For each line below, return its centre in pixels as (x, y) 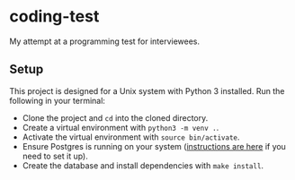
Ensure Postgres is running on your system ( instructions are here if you (154, 146)
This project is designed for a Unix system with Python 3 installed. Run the (147, 90)
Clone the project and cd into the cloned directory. (115, 117)
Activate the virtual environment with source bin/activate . (131, 137)
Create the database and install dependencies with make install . (143, 165)
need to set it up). (55, 156)
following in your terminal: (58, 100)
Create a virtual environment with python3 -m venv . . (121, 127)
